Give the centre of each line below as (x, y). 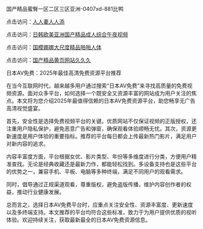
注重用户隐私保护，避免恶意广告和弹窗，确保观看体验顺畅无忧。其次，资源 (99, 129)
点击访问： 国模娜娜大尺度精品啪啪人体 (54, 47)
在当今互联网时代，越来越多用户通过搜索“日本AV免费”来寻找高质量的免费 (97, 86)
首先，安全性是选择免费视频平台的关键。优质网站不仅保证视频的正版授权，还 (101, 121)
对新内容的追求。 (27, 144)
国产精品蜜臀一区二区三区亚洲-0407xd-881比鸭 (65, 9)
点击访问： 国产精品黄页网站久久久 (49, 60)
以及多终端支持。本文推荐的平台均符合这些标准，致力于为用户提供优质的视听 (101, 212)
